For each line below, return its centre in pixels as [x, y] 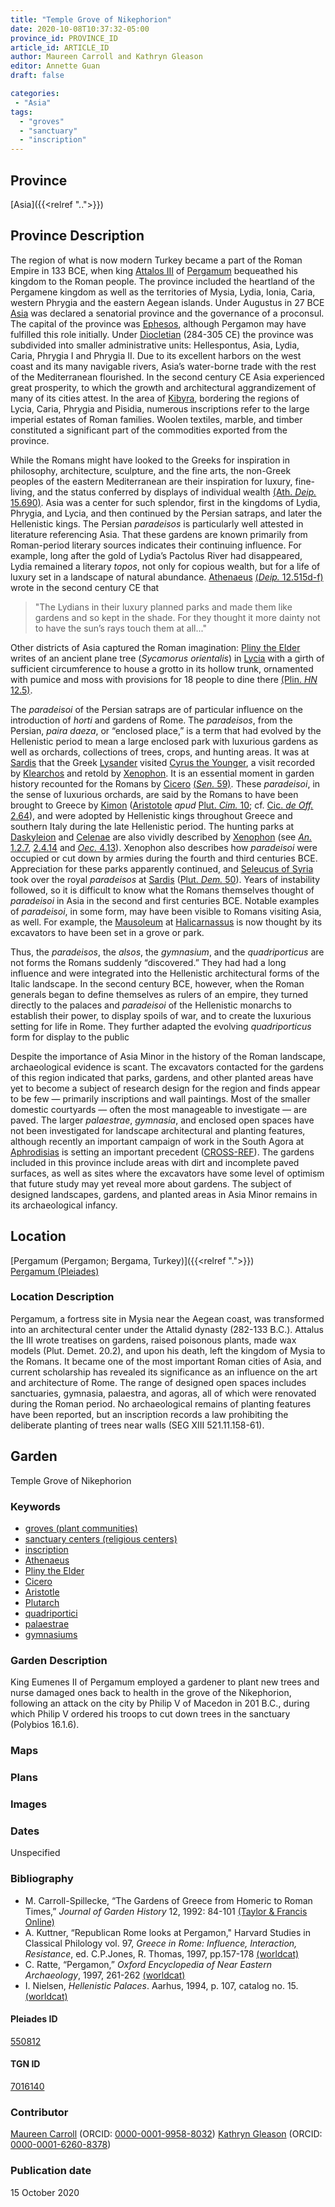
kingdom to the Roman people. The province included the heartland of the [162, 281]
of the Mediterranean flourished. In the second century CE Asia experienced [167, 377]
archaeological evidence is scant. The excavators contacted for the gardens [167, 1067]
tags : [21, 112]
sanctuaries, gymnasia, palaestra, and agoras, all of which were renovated [163, 1393]
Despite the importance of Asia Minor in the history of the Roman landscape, [168, 1056]
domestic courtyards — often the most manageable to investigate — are [159, 1109]
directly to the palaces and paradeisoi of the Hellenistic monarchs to [151, 1005]
